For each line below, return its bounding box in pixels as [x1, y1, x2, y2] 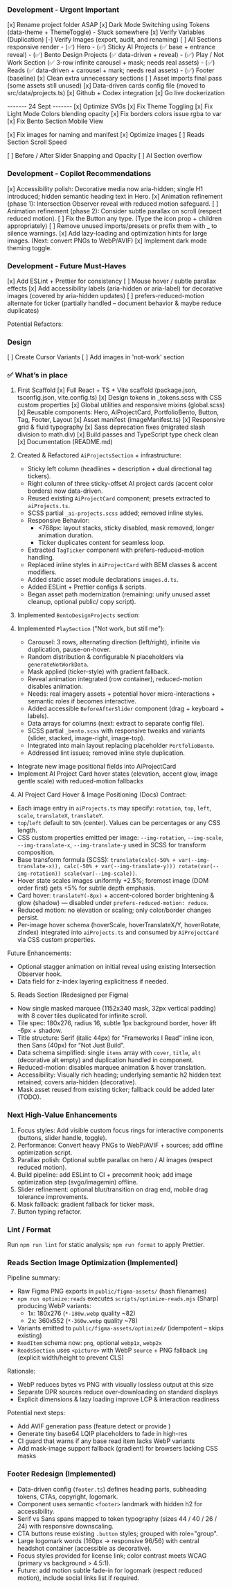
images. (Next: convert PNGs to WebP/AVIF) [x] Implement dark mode [7, 236, 207, 245]
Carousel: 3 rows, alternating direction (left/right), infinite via [27, 638, 200, 646]
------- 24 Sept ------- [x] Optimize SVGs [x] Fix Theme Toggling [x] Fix [7, 102, 213, 111]
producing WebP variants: [17, 1302, 91, 1310]
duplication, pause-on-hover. [27, 645, 111, 654]
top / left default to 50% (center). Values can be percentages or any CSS [17, 819, 221, 827]
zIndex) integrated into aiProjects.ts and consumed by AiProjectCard [17, 928, 220, 936]
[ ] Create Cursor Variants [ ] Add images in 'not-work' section [7, 353, 185, 361]
